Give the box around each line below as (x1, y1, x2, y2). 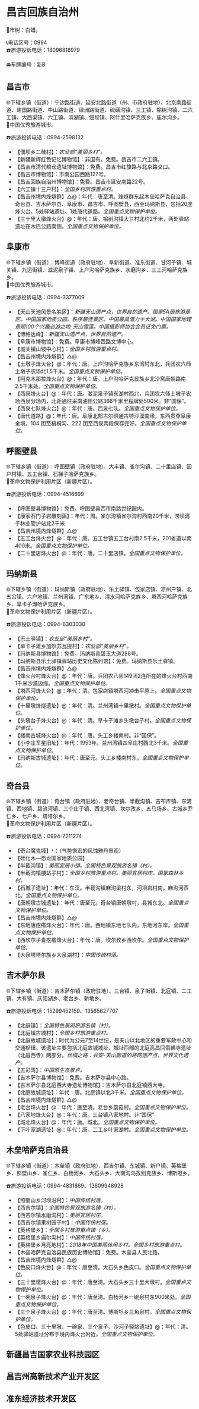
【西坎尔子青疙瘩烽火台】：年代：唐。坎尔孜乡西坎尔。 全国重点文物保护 (14, 937, 189, 943)
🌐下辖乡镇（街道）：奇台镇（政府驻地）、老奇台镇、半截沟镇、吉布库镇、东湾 (6, 798, 192, 804)
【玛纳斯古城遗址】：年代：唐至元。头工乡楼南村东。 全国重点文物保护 (14, 754, 184, 762)
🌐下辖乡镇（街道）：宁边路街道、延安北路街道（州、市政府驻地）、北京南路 (6, 99, 187, 106)
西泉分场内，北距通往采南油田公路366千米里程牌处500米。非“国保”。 (20, 397, 190, 405)
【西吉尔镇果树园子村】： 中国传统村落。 (14, 1219, 111, 1226)
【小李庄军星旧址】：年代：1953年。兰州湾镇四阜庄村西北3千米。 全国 (14, 739, 183, 747)
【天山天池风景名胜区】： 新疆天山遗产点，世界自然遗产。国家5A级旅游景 (14, 308, 191, 315)
